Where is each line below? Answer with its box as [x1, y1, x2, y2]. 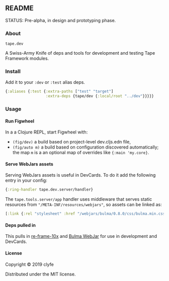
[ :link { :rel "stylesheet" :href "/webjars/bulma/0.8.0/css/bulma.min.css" [5, 211, 167, 216]
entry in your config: [5, 178, 48, 184]
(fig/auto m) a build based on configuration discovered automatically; [12, 144, 159, 150]
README [5, 4, 34, 13]
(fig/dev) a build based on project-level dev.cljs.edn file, [12, 139, 131, 145]
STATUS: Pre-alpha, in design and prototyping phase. [5, 17, 116, 23]
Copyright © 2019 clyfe [5, 261, 54, 267]
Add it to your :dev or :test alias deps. [5, 79, 86, 85]
